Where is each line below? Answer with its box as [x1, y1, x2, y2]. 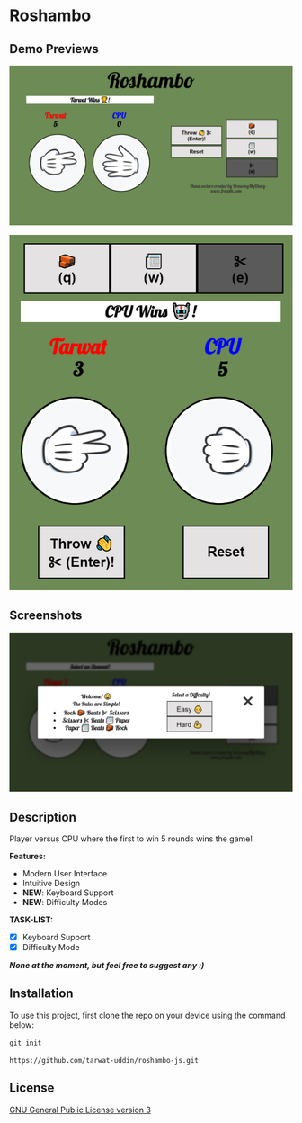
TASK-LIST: [9, 914, 54, 925]
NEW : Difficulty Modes [22, 896, 108, 907]
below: [9, 1019, 34, 1030]
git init [9, 1038, 42, 1047]
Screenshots [9, 608, 83, 624]
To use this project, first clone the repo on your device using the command [9, 1010, 286, 1020]
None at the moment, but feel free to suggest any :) [9, 960, 205, 971]
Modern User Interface [22, 867, 108, 878]
